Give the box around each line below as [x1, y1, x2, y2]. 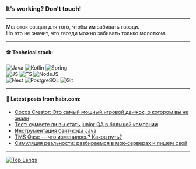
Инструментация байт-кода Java [14, 127, 97, 134]
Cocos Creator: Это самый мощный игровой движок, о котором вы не [14, 108, 189, 115]
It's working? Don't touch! [6, 5, 82, 13]
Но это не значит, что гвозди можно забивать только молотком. [6, 30, 167, 37]
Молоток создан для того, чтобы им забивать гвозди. [6, 23, 140, 30]
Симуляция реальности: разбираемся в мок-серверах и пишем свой [14, 139, 188, 146]
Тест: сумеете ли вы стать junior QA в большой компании [14, 120, 158, 127]
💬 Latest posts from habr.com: [6, 95, 81, 102]
